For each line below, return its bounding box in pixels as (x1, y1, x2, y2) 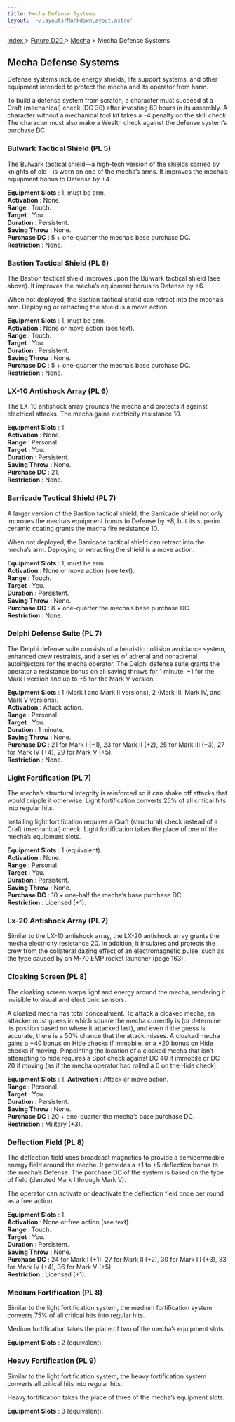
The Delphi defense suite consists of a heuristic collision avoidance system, (7, 644, 227, 653)
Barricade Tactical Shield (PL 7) (7, 493, 116, 503)
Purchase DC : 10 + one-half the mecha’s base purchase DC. (7, 891, 184, 899)
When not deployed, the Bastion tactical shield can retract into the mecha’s (7, 295, 224, 303)
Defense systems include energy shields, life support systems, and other (7, 75, 218, 84)
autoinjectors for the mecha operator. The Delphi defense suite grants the (7, 659, 220, 668)
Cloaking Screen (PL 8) (7, 972, 88, 982)
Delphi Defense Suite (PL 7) (7, 629, 102, 639)
